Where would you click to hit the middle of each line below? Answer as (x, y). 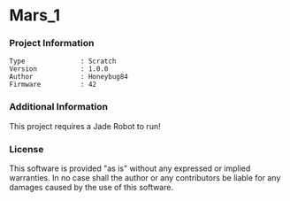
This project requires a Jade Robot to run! (85, 126)
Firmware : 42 (53, 85)
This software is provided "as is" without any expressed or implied (130, 168)
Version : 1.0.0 (59, 69)
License (27, 149)
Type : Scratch (63, 62)
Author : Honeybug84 (69, 77)
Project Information (52, 43)
